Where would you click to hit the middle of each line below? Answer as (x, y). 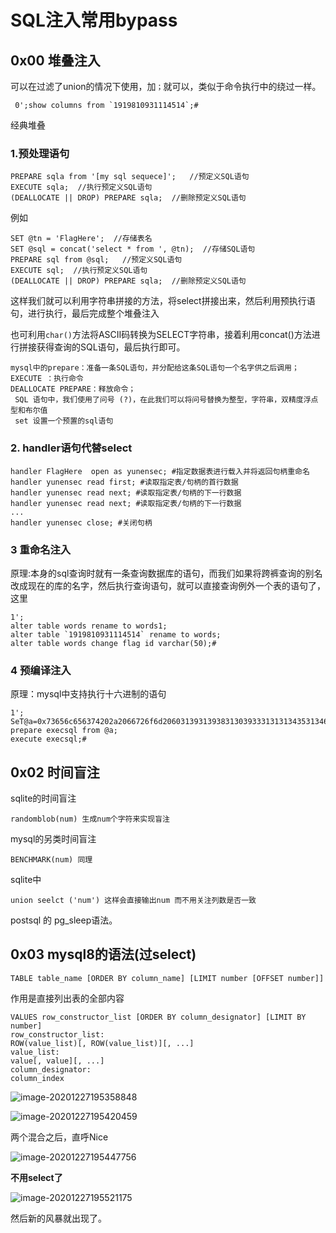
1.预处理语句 (40, 153)
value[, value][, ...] (57, 1061)
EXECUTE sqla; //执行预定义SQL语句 (81, 187)
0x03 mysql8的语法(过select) (103, 954)
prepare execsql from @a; (64, 731)
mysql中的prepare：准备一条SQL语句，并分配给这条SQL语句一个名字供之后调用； (155, 368)
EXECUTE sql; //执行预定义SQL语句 (79, 271)
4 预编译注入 (41, 670)
